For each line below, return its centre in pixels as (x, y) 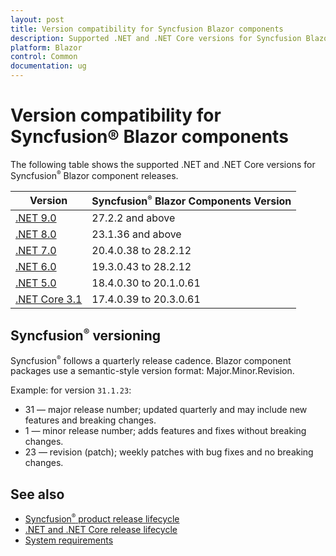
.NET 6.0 (36, 266)
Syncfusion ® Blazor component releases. (94, 175)
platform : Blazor (46, 47)
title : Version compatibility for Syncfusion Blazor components (147, 29)
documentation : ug (48, 66)
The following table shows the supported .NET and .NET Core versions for (163, 164)
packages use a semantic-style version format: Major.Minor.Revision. (152, 371)
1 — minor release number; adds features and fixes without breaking (165, 431)
